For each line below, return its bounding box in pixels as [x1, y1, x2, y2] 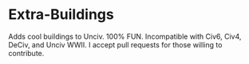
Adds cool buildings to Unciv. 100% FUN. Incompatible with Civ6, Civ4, [8, 32, 242, 41]
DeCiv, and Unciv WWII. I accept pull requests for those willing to [8, 40, 223, 49]
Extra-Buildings [8, 6, 114, 24]
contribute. [8, 48, 45, 58]
